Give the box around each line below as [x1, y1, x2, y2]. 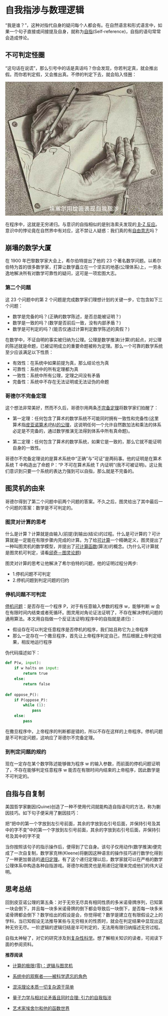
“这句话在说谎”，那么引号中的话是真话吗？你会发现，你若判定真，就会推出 [5, 65, 158, 71]
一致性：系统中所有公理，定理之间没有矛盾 [12, 372, 100, 378]
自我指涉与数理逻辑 [5, 5, 84, 16]
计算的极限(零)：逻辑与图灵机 [12, 962, 73, 968]
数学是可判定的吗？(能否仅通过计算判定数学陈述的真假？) [12, 326, 130, 332]
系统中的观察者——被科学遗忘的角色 [12, 973, 87, 979]
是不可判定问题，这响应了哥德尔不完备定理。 [5, 735, 97, 741]
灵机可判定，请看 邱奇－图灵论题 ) [13, 550, 81, 556]
